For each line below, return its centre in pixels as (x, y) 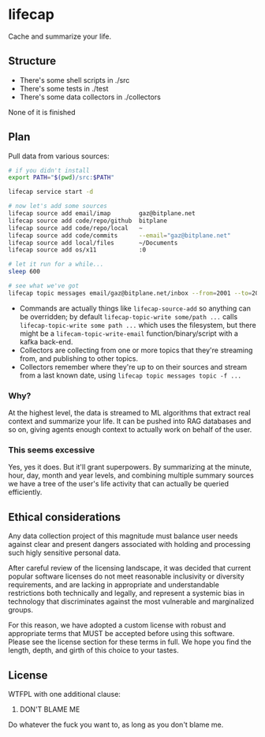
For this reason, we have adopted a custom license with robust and (117, 625)
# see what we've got (44, 286)
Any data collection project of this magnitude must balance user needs (123, 536)
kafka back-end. (46, 341)
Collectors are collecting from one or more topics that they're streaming (136, 350)
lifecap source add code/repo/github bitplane (88, 221)
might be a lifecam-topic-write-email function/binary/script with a (129, 333)
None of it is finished (42, 112)
